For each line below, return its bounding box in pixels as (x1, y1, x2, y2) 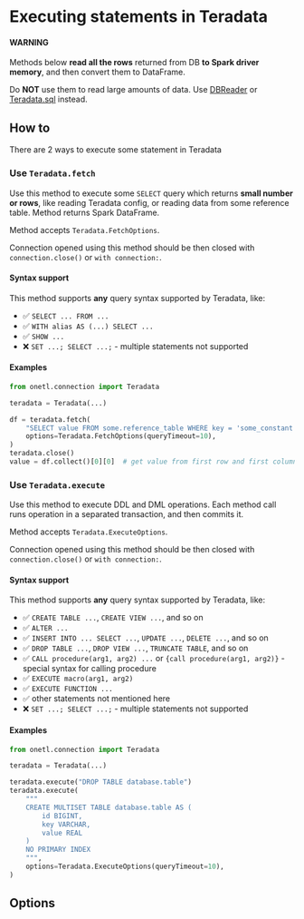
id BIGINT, (42, 811, 83, 820)
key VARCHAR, (42, 819, 91, 829)
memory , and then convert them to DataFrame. (9, 66, 185, 78)
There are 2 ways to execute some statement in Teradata (9, 144, 222, 155)
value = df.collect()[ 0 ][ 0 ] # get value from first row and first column (9, 457, 298, 466)
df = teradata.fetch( (9, 415, 91, 424)
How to (9, 120, 51, 135)
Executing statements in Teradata (9, 6, 269, 27)
